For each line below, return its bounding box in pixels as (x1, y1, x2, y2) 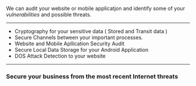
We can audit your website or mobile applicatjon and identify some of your (6, 5, 185, 12)
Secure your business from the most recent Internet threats (6, 72, 178, 80)
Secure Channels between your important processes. (14, 34, 143, 41)
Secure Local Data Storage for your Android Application (14, 46, 149, 53)
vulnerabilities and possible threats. (6, 11, 92, 18)
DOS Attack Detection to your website (14, 52, 106, 59)
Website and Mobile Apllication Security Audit (14, 40, 125, 47)
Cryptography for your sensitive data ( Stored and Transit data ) (14, 28, 168, 34)
